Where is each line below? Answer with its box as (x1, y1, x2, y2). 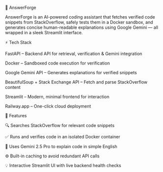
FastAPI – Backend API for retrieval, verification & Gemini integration (5, 51, 142, 56)
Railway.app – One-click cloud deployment (5, 103, 92, 109)
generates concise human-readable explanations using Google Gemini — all (5, 24, 158, 30)
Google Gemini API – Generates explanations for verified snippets (5, 70, 137, 75)
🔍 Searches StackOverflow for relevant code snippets (5, 123, 115, 128)
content (5, 85, 21, 90)
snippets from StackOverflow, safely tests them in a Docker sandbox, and (5, 20, 153, 25)
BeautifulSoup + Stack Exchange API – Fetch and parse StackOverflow (5, 79, 148, 85)
